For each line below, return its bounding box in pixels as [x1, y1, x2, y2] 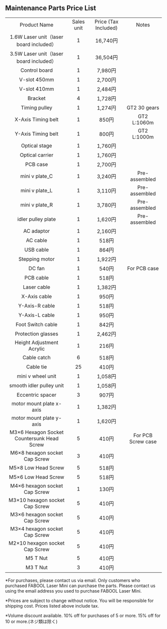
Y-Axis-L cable [18, 312, 55, 318]
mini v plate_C [20, 172, 53, 179]
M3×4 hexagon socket [10, 525, 63, 532]
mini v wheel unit [16, 372, 57, 379]
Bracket [27, 95, 46, 102]
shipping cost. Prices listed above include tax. [5, 603, 99, 609]
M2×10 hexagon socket [8, 539, 65, 546]
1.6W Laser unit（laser [9, 33, 64, 40]
